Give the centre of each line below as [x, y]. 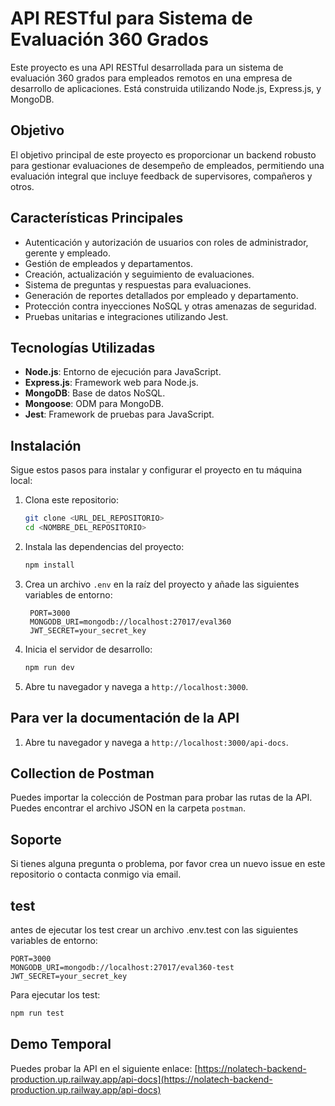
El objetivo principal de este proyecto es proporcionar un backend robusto [163, 154]
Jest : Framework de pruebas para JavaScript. [119, 414]
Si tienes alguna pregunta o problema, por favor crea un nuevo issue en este [168, 864]
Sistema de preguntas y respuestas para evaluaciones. [138, 284]
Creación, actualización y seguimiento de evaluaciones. [139, 274]
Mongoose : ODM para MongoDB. [94, 404]
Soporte [36, 839]
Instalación [46, 445]
